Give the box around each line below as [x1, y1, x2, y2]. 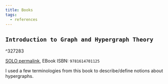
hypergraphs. [5, 73, 34, 79]
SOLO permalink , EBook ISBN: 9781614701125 [5, 58, 100, 64]
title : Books [5, 7, 33, 13]
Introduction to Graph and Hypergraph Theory [5, 36, 154, 43]
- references [10, 17, 38, 22]
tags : [5, 12, 17, 17]
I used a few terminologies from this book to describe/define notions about [5, 68, 163, 74]
